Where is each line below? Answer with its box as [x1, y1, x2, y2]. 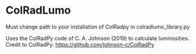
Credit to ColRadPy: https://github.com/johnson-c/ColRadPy [5, 41, 154, 48]
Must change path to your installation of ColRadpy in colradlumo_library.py [5, 23, 190, 30]
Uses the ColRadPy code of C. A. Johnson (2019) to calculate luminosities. [5, 34, 190, 42]
